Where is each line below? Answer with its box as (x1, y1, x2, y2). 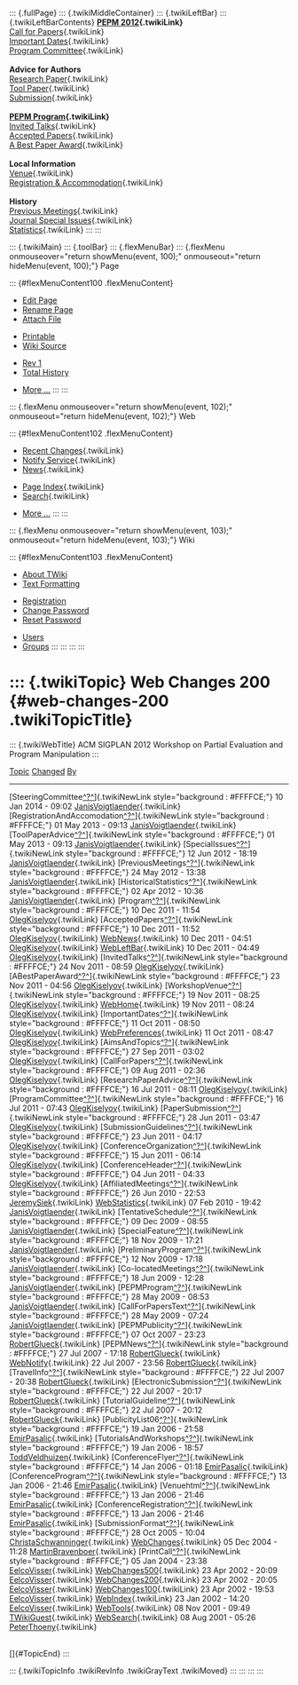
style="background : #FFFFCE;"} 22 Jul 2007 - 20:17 (9, 1385, 202, 1396)
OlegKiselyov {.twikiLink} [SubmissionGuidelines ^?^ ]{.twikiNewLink (9, 1121, 253, 1132)
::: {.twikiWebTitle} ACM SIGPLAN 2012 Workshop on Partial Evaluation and (9, 739, 284, 749)
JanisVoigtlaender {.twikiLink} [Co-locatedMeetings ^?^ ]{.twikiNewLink (9, 1262, 264, 1273)
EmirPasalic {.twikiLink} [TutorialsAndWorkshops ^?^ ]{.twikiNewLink (9, 1433, 255, 1444)
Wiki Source (21, 341, 67, 351)
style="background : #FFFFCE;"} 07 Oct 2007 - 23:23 (9, 1329, 206, 1340)
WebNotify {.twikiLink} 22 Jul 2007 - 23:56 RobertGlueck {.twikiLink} (9, 1357, 257, 1368)
